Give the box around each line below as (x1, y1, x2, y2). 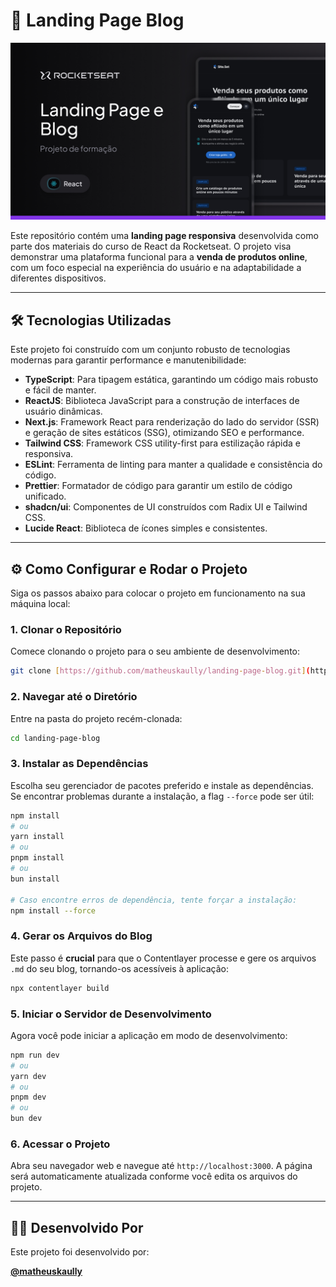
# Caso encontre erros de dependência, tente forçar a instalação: (10, 895, 298, 905)
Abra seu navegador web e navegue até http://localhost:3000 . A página (10, 1160, 313, 1172)
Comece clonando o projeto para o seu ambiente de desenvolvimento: (10, 645, 301, 658)
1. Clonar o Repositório (10, 622, 122, 636)
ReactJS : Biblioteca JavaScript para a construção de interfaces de (24, 395, 300, 407)
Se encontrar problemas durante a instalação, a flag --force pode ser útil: (10, 790, 315, 802)
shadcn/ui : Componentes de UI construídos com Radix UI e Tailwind (24, 501, 308, 513)
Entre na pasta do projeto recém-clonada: (10, 712, 183, 724)
